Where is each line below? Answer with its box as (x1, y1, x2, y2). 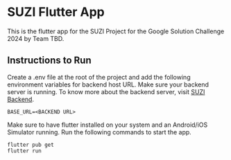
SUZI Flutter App (7, 4, 105, 20)
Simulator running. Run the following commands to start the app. (7, 127, 192, 136)
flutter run (7, 147, 42, 154)
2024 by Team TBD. (7, 34, 65, 42)
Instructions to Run (7, 55, 92, 66)
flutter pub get (7, 141, 54, 148)
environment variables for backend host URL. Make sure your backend (7, 80, 209, 89)
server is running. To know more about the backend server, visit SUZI (7, 87, 205, 96)
